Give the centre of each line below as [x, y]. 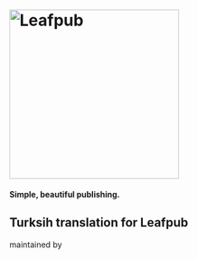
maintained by [36, 245]
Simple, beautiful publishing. [65, 194]
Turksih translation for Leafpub [99, 222]
